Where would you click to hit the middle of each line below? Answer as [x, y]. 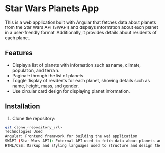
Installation [23, 107]
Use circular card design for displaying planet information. [71, 91]
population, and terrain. [36, 70]
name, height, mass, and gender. [45, 86]
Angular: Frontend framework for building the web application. [72, 136]
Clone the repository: [34, 118]
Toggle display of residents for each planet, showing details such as [81, 80]
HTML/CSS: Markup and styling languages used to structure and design [79, 146]
